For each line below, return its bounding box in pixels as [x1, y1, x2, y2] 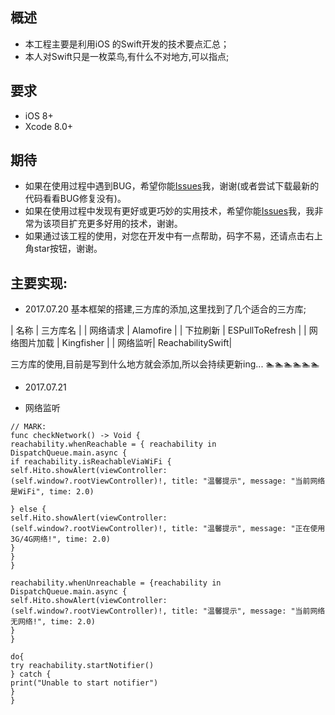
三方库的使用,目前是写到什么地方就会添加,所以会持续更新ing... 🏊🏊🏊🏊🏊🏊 [10, 358, 320, 370]
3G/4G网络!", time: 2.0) [10, 534, 111, 545]
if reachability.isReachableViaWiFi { [10, 457, 172, 467]
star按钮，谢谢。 [33, 243, 103, 255]
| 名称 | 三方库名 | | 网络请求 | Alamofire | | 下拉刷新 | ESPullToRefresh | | [10, 324, 307, 337]
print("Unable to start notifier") [10, 678, 159, 688]
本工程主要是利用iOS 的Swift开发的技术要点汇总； [24, 38, 230, 50]
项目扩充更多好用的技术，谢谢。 [51, 218, 183, 230]
